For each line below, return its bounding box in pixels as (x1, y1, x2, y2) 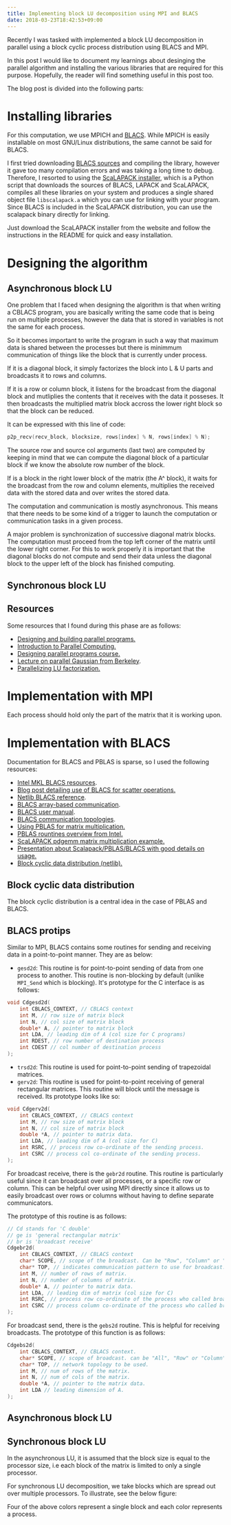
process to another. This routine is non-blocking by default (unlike (16, 971, 204, 979)
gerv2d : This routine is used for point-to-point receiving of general (16, 1077, 205, 1086)
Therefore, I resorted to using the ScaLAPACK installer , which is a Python (7, 174, 214, 182)
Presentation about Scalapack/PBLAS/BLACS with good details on (16, 844, 205, 853)
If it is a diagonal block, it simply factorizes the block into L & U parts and (7, 364, 213, 372)
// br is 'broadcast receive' (7, 1238, 94, 1245)
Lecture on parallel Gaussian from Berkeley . (16, 657, 142, 665)
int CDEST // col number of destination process (19, 1044, 162, 1051)
